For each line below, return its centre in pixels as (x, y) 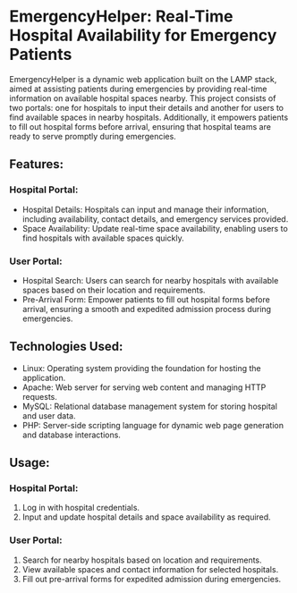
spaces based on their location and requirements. (114, 290)
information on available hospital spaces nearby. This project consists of (143, 98)
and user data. (49, 415)
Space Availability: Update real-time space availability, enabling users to (155, 228)
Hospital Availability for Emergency (143, 35)
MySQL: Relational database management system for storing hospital (149, 406)
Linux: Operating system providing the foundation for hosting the (141, 368)
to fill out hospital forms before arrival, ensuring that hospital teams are (140, 126)
